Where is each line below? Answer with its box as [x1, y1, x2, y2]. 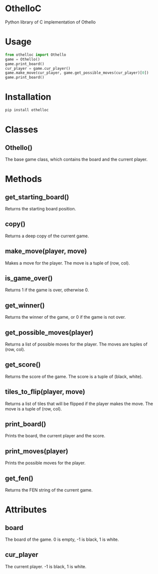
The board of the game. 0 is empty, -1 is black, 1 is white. [5, 536, 119, 542]
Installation [5, 91, 52, 102]
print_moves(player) [5, 447, 69, 455]
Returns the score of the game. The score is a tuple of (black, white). [5, 373, 143, 379]
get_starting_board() [5, 193, 70, 201]
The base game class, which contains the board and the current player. [5, 156, 148, 162]
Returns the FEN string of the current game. [5, 487, 93, 493]
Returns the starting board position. [5, 205, 76, 211]
